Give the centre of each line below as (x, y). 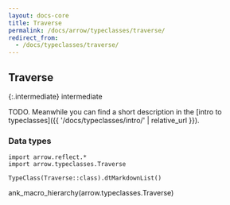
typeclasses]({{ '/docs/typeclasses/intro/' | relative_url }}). (104, 120)
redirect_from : (33, 38)
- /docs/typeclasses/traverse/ (67, 45)
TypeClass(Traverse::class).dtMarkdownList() (85, 178)
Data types (30, 141)
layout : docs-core (39, 15)
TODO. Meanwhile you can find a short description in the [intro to (115, 111)
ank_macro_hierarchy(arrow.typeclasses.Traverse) (91, 193)
